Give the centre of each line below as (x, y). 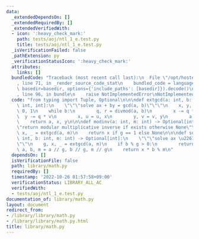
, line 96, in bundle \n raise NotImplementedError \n (87, 94)
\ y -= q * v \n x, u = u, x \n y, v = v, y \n (92, 116)
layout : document (28, 205)
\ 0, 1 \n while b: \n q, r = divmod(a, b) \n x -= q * (106, 111)
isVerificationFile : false (45, 161)
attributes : (26, 67)
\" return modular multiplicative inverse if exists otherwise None (102, 128)
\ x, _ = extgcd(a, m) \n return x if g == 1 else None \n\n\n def (102, 133)
